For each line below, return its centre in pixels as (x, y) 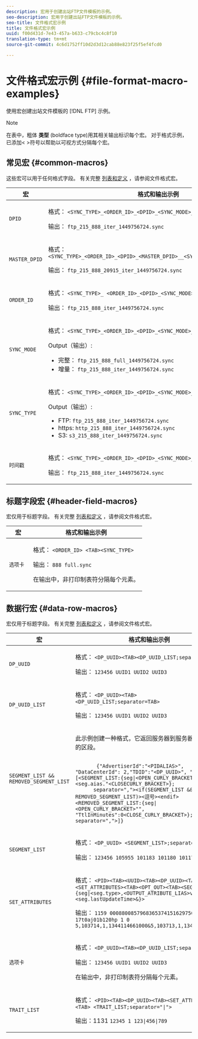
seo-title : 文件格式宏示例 (36, 22)
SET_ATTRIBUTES (30, 902)
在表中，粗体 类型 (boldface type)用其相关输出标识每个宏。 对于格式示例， (97, 135)
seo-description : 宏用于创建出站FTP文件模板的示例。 (65, 17)
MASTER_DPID (26, 259)
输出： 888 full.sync (62, 565)
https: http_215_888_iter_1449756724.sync (117, 428)
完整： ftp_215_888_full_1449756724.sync (116, 360)
